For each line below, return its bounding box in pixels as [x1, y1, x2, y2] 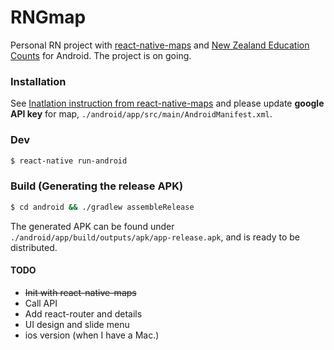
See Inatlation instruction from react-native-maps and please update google [10, 97, 325, 110]
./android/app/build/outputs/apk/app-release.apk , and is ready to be [10, 231, 300, 243]
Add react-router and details [24, 307, 143, 320]
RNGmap [10, 6, 87, 29]
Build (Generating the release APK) [10, 179, 184, 193]
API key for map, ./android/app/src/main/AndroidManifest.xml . [10, 108, 273, 120]
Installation [10, 74, 67, 88]
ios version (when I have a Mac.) [24, 329, 160, 341]
